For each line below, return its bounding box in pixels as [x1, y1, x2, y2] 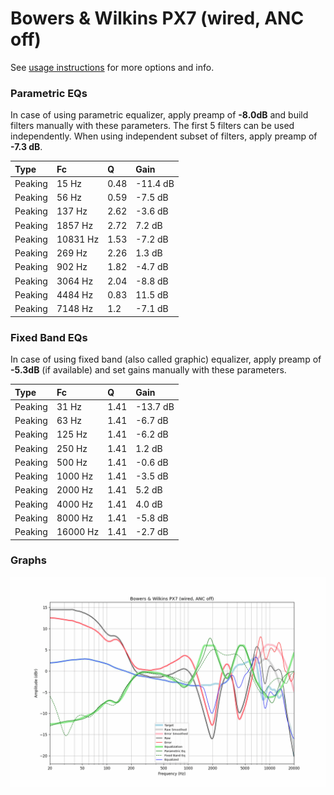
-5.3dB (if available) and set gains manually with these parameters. [10, 364, 287, 376]
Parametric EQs [10, 86, 88, 100]
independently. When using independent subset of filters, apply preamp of [10, 130, 318, 142]
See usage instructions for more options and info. [10, 61, 215, 73]
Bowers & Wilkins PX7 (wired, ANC [10, 7, 305, 30]
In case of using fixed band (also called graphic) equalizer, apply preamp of [10, 353, 322, 366]
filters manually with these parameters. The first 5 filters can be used [10, 120, 295, 132]
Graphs [10, 553, 47, 567]
